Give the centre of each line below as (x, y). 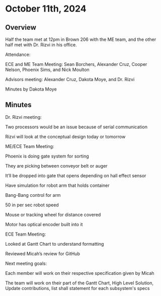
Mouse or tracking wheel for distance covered (53, 214)
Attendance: (18, 54)
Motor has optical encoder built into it (44, 224)
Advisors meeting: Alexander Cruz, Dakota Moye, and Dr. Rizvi (70, 79)
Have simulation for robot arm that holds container (57, 185)
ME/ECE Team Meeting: (30, 146)
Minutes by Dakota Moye (31, 89)
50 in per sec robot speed (32, 205)
